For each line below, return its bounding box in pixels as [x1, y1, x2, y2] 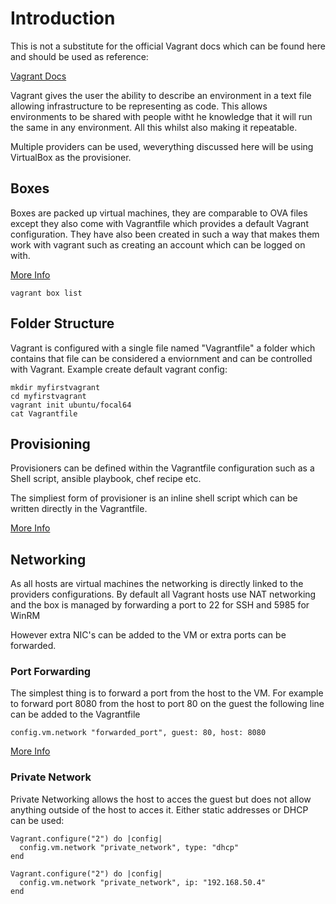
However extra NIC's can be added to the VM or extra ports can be [10, 629, 287, 641]
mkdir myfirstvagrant [10, 382, 101, 392]
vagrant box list [10, 288, 83, 298]
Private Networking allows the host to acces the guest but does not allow [10, 793, 312, 805]
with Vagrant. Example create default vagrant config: [10, 363, 228, 375]
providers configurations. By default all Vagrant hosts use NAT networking [10, 588, 317, 601]
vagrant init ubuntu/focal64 [10, 400, 132, 410]
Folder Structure [10, 315, 115, 332]
